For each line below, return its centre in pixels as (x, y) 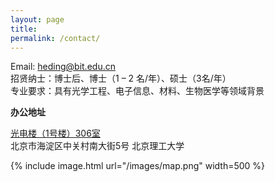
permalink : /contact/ (55, 38)
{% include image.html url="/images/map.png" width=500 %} (138, 166)
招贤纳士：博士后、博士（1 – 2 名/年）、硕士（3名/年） (121, 78)
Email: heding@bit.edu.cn (63, 67)
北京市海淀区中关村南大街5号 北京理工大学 (97, 146)
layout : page (37, 19)
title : (24, 29)
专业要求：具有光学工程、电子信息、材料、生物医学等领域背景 (137, 91)
